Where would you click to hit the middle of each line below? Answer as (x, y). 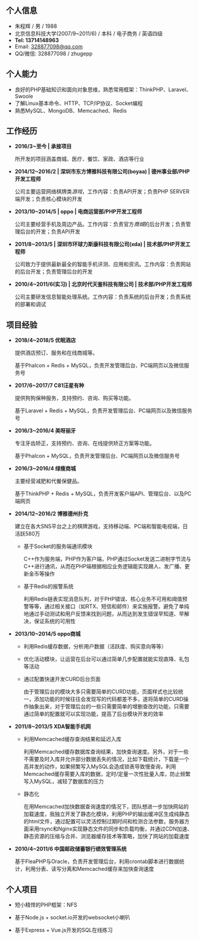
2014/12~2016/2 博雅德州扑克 (51, 514)
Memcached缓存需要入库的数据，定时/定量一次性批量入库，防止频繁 (107, 774)
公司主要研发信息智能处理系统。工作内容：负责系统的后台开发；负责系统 (103, 297)
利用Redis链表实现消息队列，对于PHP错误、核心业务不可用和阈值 (103, 599)
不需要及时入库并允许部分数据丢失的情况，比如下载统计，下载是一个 (106, 759)
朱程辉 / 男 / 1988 (36, 26)
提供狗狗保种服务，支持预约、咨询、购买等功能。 (74, 398)
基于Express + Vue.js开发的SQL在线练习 (64, 930)
